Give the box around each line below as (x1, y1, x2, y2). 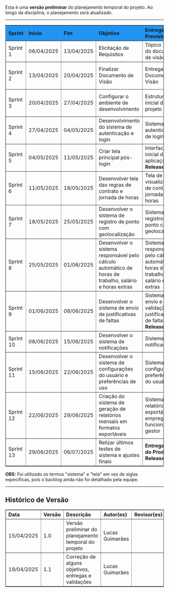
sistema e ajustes (99, 452, 140, 459)
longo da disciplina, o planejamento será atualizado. (5, 10, 113, 16)
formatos (99, 424, 120, 431)
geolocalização (99, 231, 135, 238)
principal (99, 154, 120, 161)
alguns (66, 559, 82, 566)
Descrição (66, 511, 92, 518)
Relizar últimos (99, 439, 134, 446)
